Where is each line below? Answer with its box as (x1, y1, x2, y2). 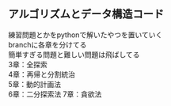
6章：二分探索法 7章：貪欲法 (8, 89, 102, 99)
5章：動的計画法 (8, 79, 62, 89)
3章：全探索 (8, 59, 47, 69)
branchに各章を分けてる (8, 40, 87, 49)
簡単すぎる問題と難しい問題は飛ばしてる (8, 50, 140, 59)
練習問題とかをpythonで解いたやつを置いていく (8, 30, 163, 40)
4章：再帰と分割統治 (8, 70, 76, 79)
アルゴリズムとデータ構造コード (8, 7, 165, 21)
